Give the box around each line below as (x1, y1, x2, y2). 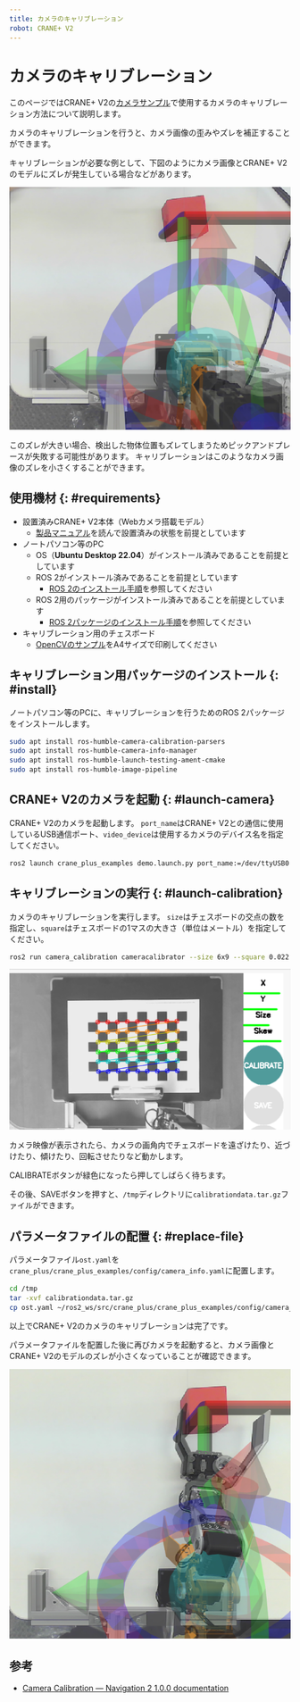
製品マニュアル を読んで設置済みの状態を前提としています (35, 527, 247, 538)
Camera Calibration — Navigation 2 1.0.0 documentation (21, 1683, 229, 1694)
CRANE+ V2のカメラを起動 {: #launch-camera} (9, 792, 275, 807)
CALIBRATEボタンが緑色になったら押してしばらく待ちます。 (9, 1170, 230, 1181)
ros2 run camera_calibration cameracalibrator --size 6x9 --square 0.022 (9, 952, 290, 962)
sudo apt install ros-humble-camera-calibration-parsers (9, 737, 226, 746)
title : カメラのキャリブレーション (9, 14, 124, 23)
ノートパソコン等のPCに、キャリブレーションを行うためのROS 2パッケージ (9, 706, 286, 718)
